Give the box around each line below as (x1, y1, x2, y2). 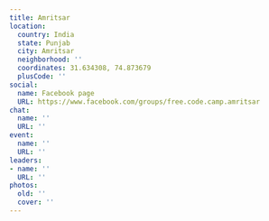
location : (9, 22, 47, 31)
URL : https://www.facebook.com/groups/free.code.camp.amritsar (17, 97, 260, 106)
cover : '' (17, 198, 54, 207)
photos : (9, 181, 39, 190)
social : (9, 80, 39, 89)
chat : (9, 106, 30, 115)
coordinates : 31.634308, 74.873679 (17, 64, 152, 73)
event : (9, 131, 34, 140)
